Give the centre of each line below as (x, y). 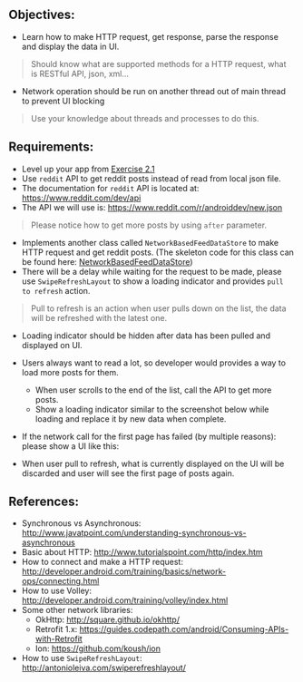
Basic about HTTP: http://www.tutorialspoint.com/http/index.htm (142, 552)
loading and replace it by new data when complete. (131, 419)
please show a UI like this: (70, 446)
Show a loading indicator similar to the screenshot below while (152, 409)
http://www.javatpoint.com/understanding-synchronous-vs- (134, 533)
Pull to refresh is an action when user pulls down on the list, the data (158, 308)
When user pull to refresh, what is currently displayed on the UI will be (153, 463)
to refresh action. (56, 290)
